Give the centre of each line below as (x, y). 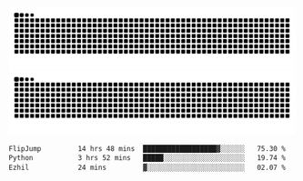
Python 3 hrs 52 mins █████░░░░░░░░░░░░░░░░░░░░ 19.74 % (147, 158)
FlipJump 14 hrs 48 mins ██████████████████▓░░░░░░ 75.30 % (147, 148)
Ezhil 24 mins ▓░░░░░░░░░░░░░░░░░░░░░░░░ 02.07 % (147, 168)
